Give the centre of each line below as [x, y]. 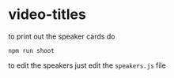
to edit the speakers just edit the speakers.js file [87, 65]
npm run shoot [32, 50]
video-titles [47, 15]
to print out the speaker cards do [62, 36]
